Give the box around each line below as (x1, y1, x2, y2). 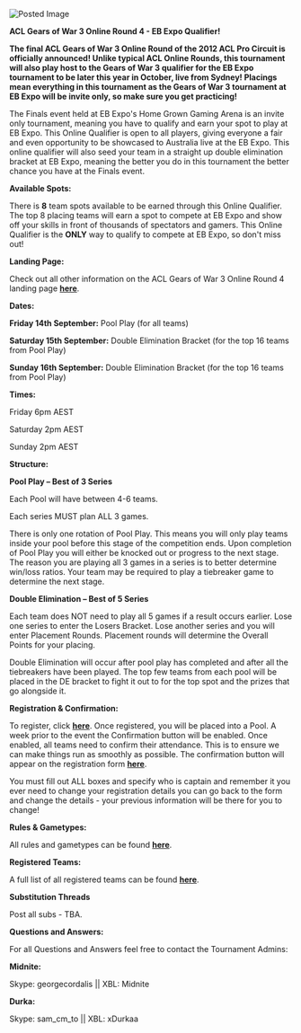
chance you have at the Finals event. (9, 166, 146, 176)
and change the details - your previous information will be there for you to (9, 795, 283, 806)
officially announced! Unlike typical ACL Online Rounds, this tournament (9, 53, 286, 63)
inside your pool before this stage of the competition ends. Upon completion (9, 538, 292, 548)
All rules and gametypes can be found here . (9, 840, 173, 850)
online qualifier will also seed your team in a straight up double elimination (9, 146, 284, 157)
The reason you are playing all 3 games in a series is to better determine (9, 557, 277, 568)
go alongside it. (9, 685, 66, 696)
